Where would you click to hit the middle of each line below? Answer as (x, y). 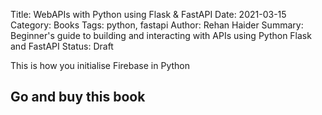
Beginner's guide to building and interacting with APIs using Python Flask (161, 35)
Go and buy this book (78, 97)
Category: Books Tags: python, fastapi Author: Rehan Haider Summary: (157, 25)
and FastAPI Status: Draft (62, 46)
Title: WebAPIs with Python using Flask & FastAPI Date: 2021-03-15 (148, 14)
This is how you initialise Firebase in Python (100, 65)
